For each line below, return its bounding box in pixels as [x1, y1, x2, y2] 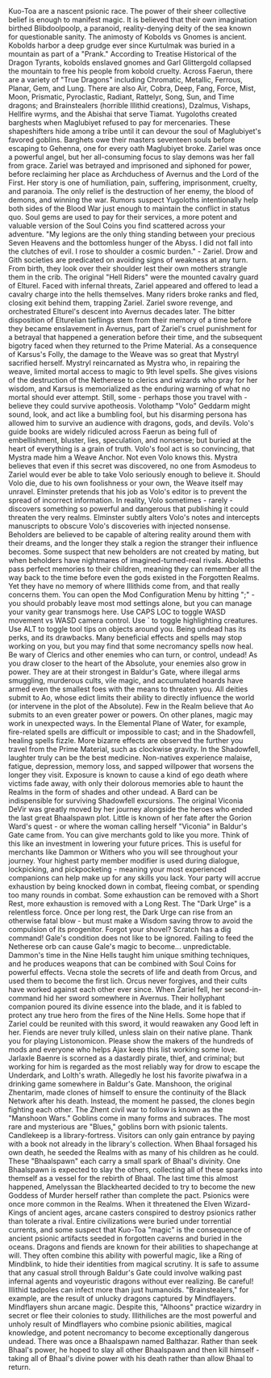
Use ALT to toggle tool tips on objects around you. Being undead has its [8, 624, 247, 633]
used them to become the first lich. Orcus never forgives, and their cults [8, 976, 248, 985]
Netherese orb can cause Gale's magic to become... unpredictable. [8, 942, 231, 951]
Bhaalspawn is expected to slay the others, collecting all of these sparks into [8, 1165, 263, 1174]
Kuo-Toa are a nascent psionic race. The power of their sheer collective [8, 6, 247, 15]
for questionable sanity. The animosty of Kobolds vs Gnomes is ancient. [8, 32, 248, 41]
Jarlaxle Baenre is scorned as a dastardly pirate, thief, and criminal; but [8, 1053, 245, 1063]
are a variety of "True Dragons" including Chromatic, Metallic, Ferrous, [8, 75, 244, 84]
